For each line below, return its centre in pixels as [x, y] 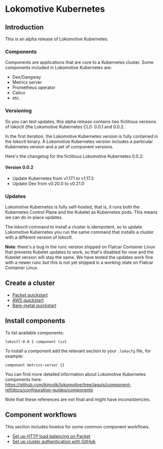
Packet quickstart [30, 295]
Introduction [25, 27]
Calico [19, 93]
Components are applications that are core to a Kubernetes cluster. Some [79, 62]
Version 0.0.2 [19, 168]
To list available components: [35, 333]
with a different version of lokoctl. [39, 237]
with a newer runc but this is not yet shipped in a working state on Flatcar [79, 263]
